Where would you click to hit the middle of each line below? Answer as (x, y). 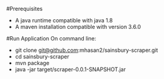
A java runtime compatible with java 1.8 (64, 20)
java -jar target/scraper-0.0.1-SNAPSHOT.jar (70, 69)
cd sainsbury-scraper (42, 56)
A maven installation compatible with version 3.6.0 (78, 27)
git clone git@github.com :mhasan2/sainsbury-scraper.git (87, 50)
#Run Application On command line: (51, 38)
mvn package (32, 63)
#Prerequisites (25, 9)
